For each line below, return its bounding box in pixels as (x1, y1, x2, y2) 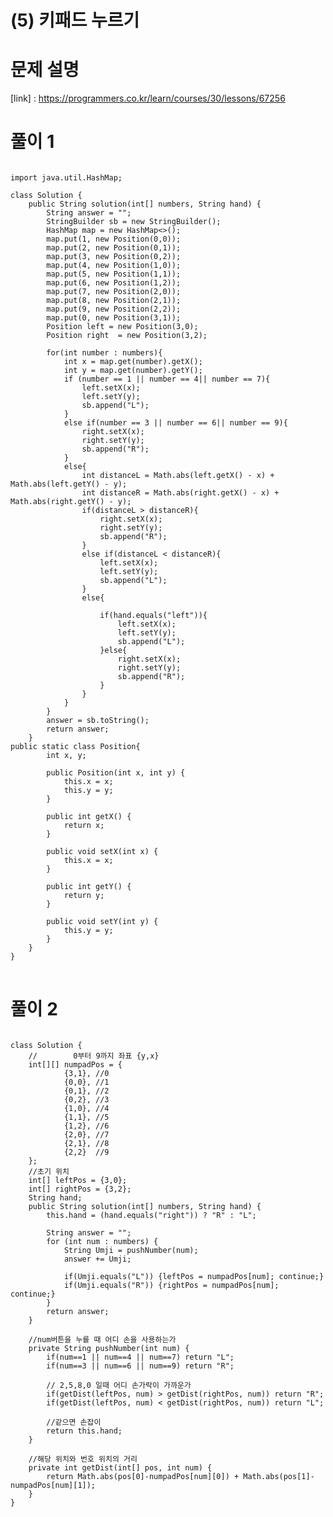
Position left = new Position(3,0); (46, 322, 199, 332)
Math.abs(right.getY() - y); (10, 497, 132, 507)
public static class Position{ (10, 742, 141, 752)
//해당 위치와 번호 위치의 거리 (28, 1454, 138, 1464)
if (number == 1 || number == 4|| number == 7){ (63, 374, 271, 385)
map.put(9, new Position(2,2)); (46, 304, 182, 315)
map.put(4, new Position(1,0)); (46, 261, 182, 271)
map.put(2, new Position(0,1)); (46, 243, 182, 253)
